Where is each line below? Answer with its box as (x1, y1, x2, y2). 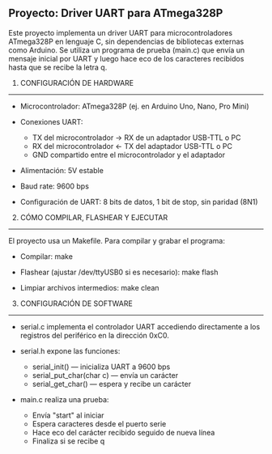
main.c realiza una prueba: (19, 394, 109, 404)
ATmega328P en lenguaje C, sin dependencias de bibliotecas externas (8, 36, 244, 46)
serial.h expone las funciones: (19, 346, 121, 355)
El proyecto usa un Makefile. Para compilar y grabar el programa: (8, 235, 225, 245)
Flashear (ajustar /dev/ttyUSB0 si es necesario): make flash (19, 267, 219, 277)
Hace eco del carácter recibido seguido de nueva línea (32, 427, 215, 437)
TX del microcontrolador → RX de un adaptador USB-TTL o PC (32, 133, 241, 142)
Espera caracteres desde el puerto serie (32, 418, 167, 428)
